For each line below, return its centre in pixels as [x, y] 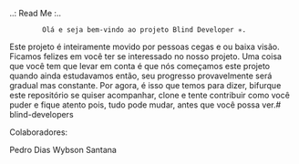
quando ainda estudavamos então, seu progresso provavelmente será [141, 76]
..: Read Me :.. [36, 13]
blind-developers [42, 114]
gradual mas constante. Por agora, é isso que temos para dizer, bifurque [145, 85]
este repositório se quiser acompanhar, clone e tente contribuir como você [149, 95]
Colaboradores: [39, 132]
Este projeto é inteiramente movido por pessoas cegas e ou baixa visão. [144, 46]
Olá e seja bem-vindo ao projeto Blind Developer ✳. [144, 30]
